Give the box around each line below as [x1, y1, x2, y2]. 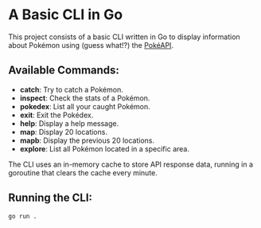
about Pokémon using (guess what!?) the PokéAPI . [8, 40, 173, 49]
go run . [8, 212, 37, 220]
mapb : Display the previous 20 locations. [19, 136, 155, 145]
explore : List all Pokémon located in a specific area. [19, 143, 189, 153]
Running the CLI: [8, 191, 93, 205]
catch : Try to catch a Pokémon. [19, 85, 123, 94]
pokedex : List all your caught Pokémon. [19, 101, 151, 111]
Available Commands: [8, 64, 119, 77]
